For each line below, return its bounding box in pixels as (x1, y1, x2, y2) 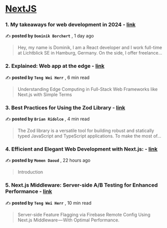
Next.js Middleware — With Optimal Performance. (17, 217, 120, 223)
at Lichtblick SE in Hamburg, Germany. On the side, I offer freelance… (17, 50, 162, 56)
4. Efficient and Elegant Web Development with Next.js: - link (5, 146, 158, 152)
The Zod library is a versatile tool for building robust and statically (17, 127, 154, 134)
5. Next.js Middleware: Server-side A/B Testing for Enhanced (5, 181, 158, 189)
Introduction (17, 169, 43, 175)
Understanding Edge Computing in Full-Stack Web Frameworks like (17, 86, 158, 92)
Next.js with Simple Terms (17, 92, 72, 98)
